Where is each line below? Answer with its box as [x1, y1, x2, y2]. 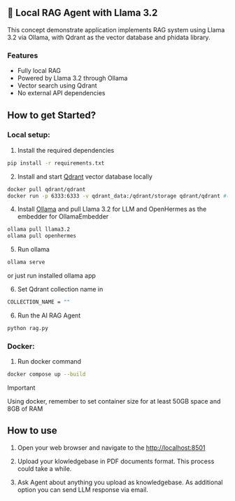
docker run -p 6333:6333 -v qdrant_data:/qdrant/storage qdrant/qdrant [7, 192, 220, 200]
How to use [7, 425, 57, 437]
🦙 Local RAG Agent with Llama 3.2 [7, 7, 158, 19]
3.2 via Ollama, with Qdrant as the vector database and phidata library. [7, 33, 211, 41]
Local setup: [7, 130, 50, 140]
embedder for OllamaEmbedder [17, 212, 109, 221]
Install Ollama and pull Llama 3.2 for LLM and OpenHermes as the [17, 205, 207, 214]
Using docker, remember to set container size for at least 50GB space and [7, 397, 221, 405]
